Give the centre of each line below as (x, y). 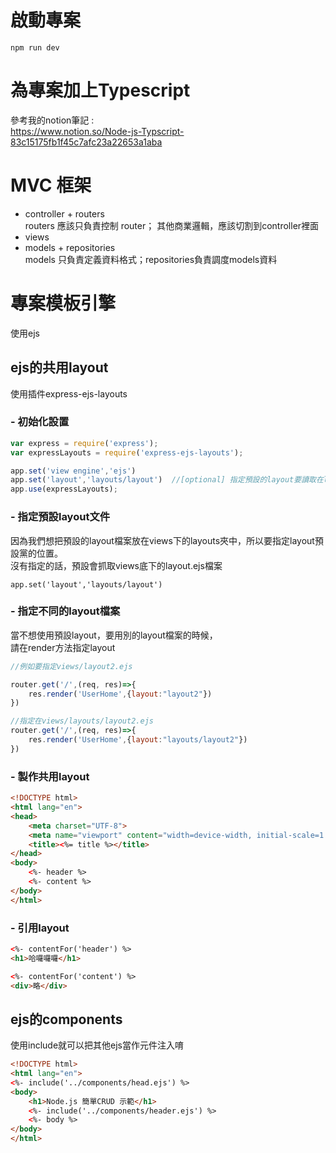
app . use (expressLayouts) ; (64, 489)
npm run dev (35, 47)
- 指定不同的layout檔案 (65, 611)
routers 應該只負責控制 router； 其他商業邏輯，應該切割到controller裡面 (172, 225)
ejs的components (66, 1019)
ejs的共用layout (59, 367)
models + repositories (70, 247)
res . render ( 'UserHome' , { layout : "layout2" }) (120, 694)
